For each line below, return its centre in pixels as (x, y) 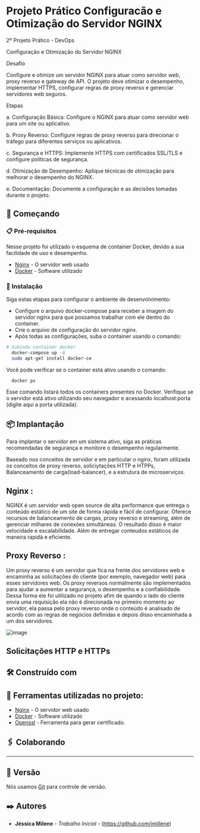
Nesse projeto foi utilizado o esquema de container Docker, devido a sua (95, 247)
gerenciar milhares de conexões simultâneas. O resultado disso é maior (94, 524)
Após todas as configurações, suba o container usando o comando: (98, 336)
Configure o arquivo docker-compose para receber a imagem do (94, 311)
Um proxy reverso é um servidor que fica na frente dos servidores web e (96, 570)
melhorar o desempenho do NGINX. (50, 177)
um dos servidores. (30, 621)
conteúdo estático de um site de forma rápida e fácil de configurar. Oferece (99, 512)
